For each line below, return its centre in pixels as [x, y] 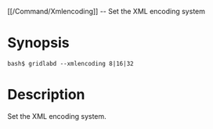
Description [46, 95]
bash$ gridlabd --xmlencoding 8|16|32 [70, 63]
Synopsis [38, 43]
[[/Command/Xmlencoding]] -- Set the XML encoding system [106, 11]
